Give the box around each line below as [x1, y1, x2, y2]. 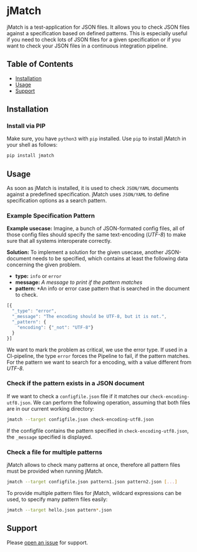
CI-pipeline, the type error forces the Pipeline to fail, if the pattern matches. [6, 352, 190, 359]
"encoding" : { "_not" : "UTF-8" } [17, 324, 94, 330]
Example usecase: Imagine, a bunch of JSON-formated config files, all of [6, 225, 185, 232]
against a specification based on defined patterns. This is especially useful [6, 29, 188, 36]
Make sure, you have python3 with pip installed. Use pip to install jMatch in [6, 135, 186, 142]
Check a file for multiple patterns [6, 448, 103, 456]
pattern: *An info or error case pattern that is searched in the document [15, 285, 190, 292]
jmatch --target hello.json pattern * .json [6, 507, 112, 513]
